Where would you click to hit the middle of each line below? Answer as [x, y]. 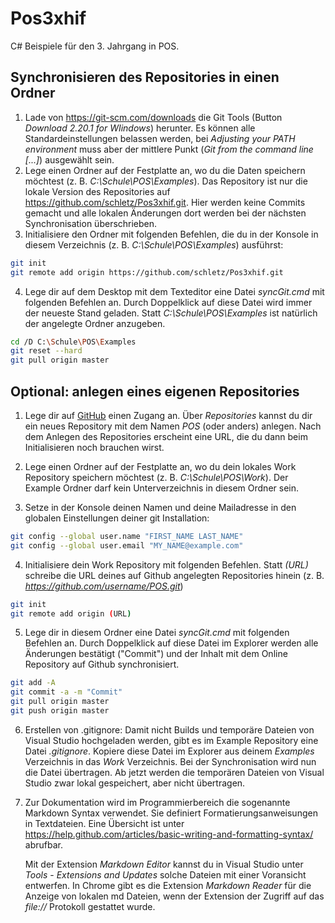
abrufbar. [43, 844]
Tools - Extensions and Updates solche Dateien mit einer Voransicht [165, 874]
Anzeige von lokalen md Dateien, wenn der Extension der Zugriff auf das [174, 896]
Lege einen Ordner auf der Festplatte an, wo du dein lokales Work [160, 466]
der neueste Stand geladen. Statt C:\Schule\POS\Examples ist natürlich [171, 313]
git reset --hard [46, 351]
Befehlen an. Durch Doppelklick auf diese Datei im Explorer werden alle [171, 643]
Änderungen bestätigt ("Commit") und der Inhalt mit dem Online [156, 654]
